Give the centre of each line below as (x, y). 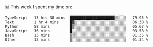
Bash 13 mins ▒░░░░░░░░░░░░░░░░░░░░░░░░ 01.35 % (77, 35)
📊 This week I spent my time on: (39, 7)
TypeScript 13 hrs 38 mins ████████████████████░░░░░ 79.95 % (77, 18)
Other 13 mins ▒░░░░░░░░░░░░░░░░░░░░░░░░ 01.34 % (77, 40)
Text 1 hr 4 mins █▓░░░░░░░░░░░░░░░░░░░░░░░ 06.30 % (77, 22)
